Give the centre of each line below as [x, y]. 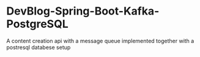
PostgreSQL [37, 24]
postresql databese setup [39, 47]
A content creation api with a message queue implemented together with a [100, 41]
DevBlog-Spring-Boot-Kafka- [83, 11]
